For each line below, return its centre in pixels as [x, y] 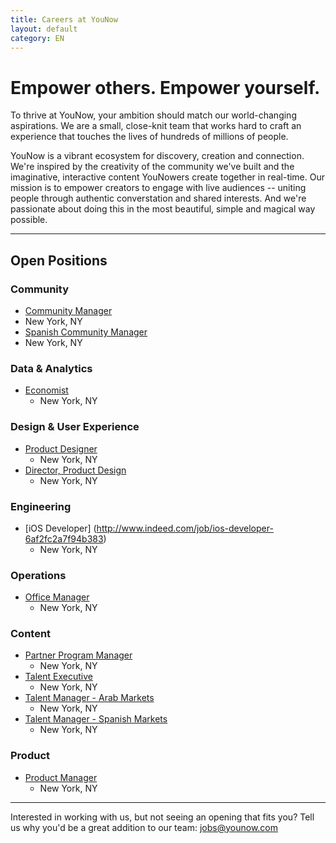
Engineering [41, 506]
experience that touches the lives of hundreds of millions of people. [149, 137]
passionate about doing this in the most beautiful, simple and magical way [163, 209]
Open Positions [59, 260]
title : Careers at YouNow [64, 19]
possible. [29, 220]
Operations [38, 575]
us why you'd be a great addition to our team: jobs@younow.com [144, 827]
